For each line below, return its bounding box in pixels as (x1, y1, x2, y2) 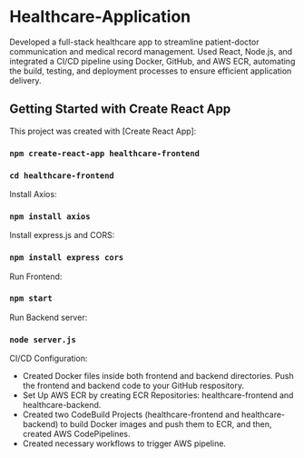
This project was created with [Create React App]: (9, 125, 197, 136)
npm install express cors (9, 253, 124, 263)
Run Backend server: (9, 312, 88, 323)
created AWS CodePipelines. (22, 429, 131, 440)
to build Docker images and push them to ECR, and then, (60, 419, 272, 430)
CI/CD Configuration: (9, 353, 88, 364)
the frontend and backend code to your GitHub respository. (22, 380, 245, 392)
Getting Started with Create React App (9, 102, 231, 117)
